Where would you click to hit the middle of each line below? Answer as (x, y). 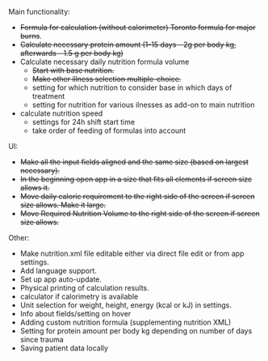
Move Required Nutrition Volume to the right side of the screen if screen (140, 213)
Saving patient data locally (64, 348)
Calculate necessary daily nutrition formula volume (105, 62)
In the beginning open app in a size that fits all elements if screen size (136, 179)
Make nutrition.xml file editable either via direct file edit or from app (132, 253)
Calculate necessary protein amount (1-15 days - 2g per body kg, (128, 45)
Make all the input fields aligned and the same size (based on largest (134, 162)
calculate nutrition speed (61, 113)
